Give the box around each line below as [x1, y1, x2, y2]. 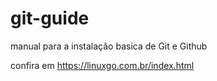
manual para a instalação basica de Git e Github [10, 40, 208, 52]
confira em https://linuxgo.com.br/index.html [10, 59, 195, 71]
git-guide [10, 7, 90, 30]
